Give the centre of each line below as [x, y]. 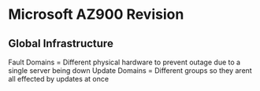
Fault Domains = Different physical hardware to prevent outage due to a [124, 62]
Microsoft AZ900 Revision [96, 15]
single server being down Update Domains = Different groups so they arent [130, 71]
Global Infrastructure [61, 44]
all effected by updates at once [58, 79]
